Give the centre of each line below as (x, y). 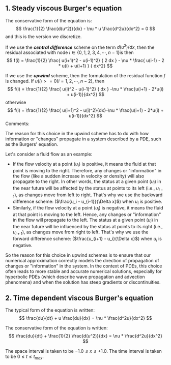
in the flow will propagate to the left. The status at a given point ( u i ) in (85, 221)
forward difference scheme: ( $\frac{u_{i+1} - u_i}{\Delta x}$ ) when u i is (87, 239)
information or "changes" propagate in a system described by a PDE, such (83, 139)
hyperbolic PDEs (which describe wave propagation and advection (75, 277)
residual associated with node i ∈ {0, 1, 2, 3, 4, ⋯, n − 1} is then (69, 52)
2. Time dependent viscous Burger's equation (79, 298)
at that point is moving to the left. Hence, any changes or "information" (87, 215)
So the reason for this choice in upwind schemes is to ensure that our (78, 255)
